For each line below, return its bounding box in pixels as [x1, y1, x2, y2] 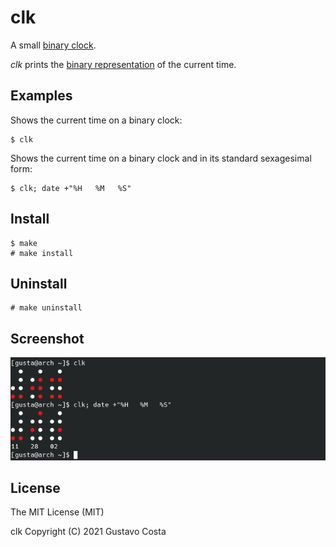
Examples [10, 87, 73, 105]
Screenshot [10, 330, 85, 347]
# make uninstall [10, 303, 83, 313]
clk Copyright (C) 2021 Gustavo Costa [10, 526, 167, 538]
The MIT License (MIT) [10, 506, 105, 518]
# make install [10, 248, 74, 258]
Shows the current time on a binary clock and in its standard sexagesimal [10, 152, 312, 164]
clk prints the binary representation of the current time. [10, 58, 237, 70]
